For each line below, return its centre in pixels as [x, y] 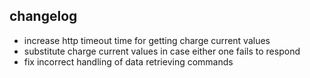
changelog [43, 16]
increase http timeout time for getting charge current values [147, 40]
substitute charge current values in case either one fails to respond [162, 51]
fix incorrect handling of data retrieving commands [128, 61]
